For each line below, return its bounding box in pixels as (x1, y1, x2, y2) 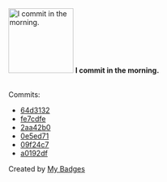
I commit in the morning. (75, 66, 160, 75)
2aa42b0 (19, 123, 51, 132)
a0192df (19, 149, 49, 158)
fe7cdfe (19, 114, 46, 124)
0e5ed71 (19, 131, 49, 141)
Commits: (8, 90, 41, 99)
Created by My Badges (8, 164, 85, 173)
